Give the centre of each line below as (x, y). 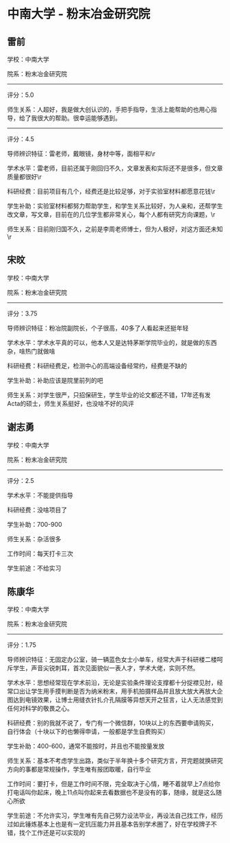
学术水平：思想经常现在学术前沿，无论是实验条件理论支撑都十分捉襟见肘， (112, 682)
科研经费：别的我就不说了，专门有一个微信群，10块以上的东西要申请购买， (112, 723)
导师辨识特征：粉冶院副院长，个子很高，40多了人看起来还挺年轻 (98, 328)
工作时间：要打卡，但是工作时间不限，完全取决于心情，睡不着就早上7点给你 (114, 784)
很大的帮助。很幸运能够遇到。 (79, 118)
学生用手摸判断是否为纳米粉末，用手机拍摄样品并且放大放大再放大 (124, 691)
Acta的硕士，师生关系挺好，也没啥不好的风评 (71, 403)
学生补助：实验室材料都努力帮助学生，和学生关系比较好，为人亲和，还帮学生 (115, 206)
